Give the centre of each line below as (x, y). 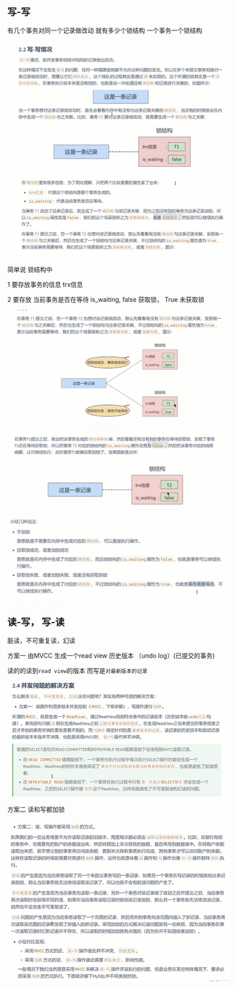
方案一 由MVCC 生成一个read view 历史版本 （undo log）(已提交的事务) (111, 655)
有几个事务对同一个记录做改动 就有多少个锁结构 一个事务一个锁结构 (105, 30)
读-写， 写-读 (36, 622)
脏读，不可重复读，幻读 (41, 640)
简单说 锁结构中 (30, 269)
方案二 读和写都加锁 (36, 809)
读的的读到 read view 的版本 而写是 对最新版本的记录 (78, 670)
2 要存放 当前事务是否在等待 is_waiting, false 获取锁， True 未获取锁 (106, 299)
